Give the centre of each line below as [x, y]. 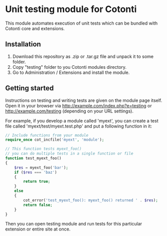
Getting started [30, 88]
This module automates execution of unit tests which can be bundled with [81, 23]
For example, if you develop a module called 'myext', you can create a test [82, 121]
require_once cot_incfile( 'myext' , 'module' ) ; [55, 140]
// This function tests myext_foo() [43, 149]
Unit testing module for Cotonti [71, 9]
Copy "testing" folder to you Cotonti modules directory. [69, 67]
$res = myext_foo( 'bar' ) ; [41, 167]
